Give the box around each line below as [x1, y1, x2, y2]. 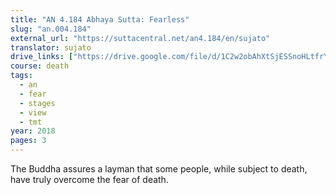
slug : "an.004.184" [10, 24, 92, 34]
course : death [10, 61, 70, 71]
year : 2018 [10, 126, 56, 136]
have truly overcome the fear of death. [10, 174, 169, 185]
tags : [10, 71, 33, 81]
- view [19, 107, 47, 118]
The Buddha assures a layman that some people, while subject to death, [10, 163, 308, 175]
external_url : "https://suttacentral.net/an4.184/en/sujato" [10, 33, 271, 43]
